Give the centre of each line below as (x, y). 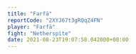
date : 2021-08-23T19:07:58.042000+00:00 (68, 40)
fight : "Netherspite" (40, 33)
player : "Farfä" (31, 27)
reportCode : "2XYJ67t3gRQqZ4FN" (55, 20)
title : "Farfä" (30, 14)
